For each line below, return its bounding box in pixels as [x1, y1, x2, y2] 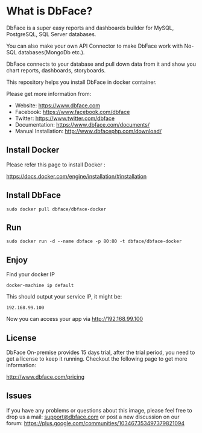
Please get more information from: [6, 90, 92, 97]
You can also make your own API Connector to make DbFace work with [6, 42, 183, 49]
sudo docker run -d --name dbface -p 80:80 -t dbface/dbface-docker [6, 238, 182, 245]
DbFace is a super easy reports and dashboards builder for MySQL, [6, 24, 174, 31]
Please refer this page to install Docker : [6, 161, 106, 168]
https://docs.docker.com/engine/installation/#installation [6, 172, 147, 180]
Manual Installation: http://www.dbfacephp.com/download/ [14, 127, 162, 134]
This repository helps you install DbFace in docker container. [6, 78, 157, 86]
